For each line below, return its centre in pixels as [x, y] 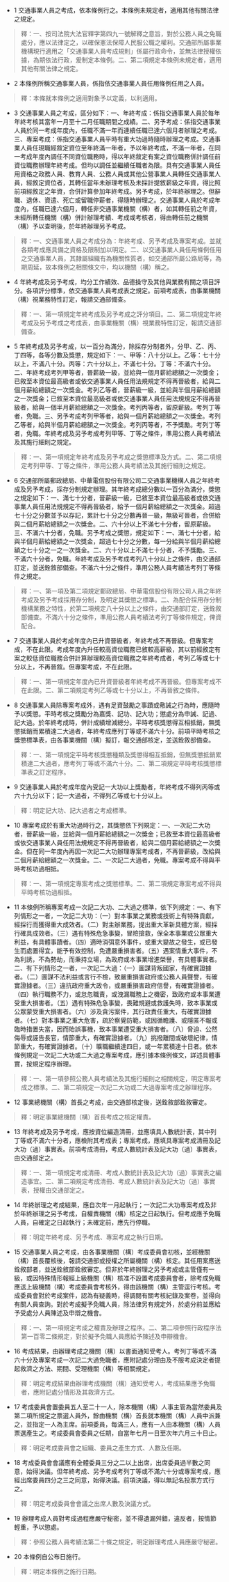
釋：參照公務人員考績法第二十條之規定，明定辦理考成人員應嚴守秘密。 [121, 1542]
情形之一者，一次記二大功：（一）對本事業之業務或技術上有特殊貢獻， [119, 916]
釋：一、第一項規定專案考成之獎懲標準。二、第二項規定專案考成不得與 [121, 884]
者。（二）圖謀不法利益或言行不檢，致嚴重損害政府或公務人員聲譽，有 [112, 977]
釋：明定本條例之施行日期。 [60, 1572]
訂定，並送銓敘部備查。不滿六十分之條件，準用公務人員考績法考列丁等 [114, 567]
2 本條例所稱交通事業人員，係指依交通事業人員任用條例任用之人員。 [111, 83]
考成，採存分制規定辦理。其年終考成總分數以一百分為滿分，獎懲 [129, 489]
